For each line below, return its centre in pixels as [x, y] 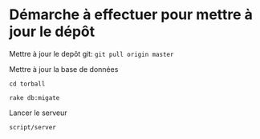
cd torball [27, 84]
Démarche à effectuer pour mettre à [131, 15]
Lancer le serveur [38, 113]
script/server [33, 127]
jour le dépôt [52, 32]
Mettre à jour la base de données [64, 69]
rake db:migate [35, 97]
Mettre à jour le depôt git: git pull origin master [91, 54]
